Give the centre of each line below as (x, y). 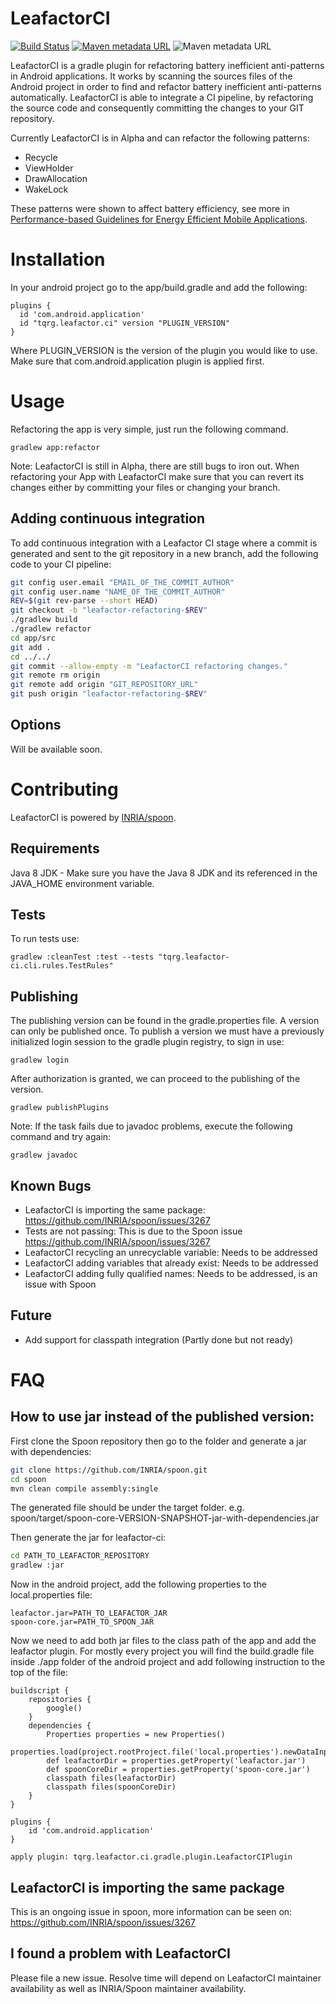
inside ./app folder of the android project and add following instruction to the (168, 1662)
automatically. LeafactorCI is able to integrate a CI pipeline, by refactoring (162, 97)
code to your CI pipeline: (61, 564)
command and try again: (61, 1137)
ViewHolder (49, 168)
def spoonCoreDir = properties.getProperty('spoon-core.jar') (178, 1770)
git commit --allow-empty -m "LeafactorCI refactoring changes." (149, 666)
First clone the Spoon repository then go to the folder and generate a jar (158, 1441)
